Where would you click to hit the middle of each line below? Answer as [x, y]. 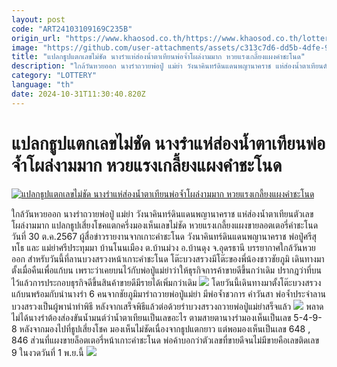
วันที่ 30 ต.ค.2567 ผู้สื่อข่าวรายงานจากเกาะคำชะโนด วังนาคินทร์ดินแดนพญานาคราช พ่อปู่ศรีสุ [164, 236]
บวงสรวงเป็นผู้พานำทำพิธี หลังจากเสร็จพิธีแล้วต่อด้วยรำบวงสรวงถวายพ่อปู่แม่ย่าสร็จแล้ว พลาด [167, 306]
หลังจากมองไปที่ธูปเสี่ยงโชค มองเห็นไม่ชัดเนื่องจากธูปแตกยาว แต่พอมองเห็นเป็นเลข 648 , [165, 328]
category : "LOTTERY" [54, 76]
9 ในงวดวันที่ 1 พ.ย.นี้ [47, 352]
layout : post [38, 19]
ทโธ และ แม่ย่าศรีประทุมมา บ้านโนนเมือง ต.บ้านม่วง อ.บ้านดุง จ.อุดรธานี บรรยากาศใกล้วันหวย [163, 247]
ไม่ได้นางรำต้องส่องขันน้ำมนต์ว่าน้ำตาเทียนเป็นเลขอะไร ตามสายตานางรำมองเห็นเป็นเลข [151, 317]
